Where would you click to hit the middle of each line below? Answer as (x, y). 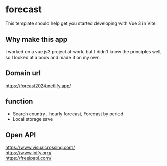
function (19, 101)
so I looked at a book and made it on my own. (53, 57)
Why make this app (37, 39)
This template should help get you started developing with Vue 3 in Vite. (81, 23)
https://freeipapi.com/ (28, 158)
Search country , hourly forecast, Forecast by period (68, 114)
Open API (21, 135)
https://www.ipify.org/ (28, 153)
